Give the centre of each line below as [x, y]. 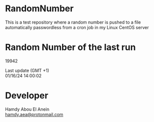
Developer [27, 96]
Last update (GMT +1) [27, 70]
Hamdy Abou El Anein [27, 109]
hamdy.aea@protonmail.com [34, 114]
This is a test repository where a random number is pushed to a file [73, 22]
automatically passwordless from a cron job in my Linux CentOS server [77, 27]
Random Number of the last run [71, 47]
